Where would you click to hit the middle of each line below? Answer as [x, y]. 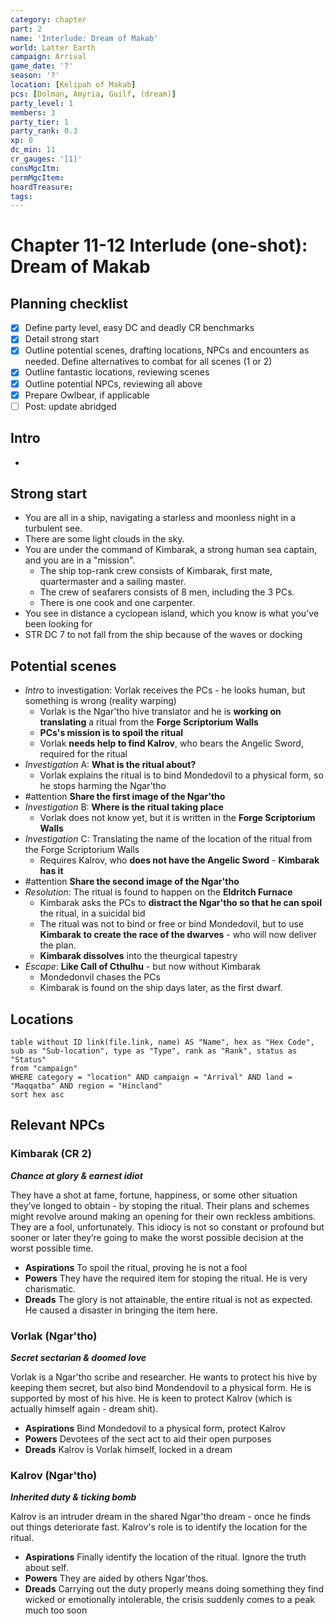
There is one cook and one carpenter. [117, 603]
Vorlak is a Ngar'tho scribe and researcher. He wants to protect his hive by [164, 1377]
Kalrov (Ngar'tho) [54, 1475]
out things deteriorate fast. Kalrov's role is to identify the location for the [159, 1527]
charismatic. [50, 1288]
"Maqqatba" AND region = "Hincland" [86, 1086]
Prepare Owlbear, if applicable [87, 395]
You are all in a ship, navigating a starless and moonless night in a [160, 518]
